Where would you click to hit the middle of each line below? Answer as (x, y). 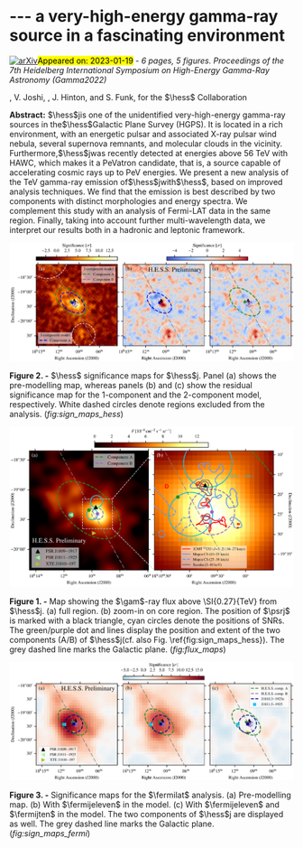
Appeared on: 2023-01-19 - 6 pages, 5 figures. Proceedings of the (161, 61)
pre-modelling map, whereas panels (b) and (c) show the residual (131, 385)
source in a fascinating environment (147, 36)
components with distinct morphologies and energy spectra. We (129, 200)
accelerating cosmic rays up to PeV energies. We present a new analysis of (149, 172)
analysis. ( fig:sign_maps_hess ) (67, 414)
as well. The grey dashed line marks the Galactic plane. (112, 824)
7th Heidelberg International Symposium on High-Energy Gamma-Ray (140, 70)
